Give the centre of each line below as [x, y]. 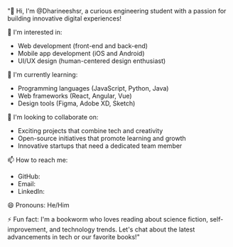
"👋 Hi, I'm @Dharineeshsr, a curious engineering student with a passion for [117, 11]
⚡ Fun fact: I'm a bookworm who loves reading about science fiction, [108, 219]
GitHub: [29, 176]
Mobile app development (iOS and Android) [81, 53]
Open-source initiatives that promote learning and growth [102, 138]
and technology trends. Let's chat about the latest [122, 229]
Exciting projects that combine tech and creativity [90, 131]
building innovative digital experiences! [65, 18]
